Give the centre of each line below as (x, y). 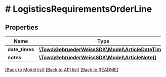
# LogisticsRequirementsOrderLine (79, 9)
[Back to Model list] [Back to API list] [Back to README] (62, 70)
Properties (22, 27)
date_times (21, 49)
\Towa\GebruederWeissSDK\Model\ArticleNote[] (98, 58)
